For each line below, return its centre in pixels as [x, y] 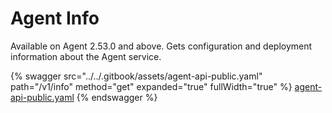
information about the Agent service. [86, 56]
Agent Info [55, 18]
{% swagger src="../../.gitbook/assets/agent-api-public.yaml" [136, 76]
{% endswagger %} [117, 97]
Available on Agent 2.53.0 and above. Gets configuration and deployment [161, 46]
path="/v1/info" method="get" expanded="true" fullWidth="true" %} [151, 86]
